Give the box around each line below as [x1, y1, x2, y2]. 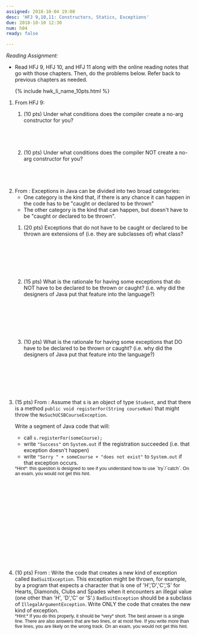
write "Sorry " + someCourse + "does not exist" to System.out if [23, 453, 182, 460]
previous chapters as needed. [14, 76, 87, 83]
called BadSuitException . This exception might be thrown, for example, [14, 575, 187, 583]
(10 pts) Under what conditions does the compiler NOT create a [23, 149, 178, 156]
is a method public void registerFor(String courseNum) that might [14, 405, 180, 412]
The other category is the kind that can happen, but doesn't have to [23, 207, 189, 214]
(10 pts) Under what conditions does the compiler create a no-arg [23, 111, 183, 118]
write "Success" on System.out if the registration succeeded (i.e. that [23, 440, 190, 447]
